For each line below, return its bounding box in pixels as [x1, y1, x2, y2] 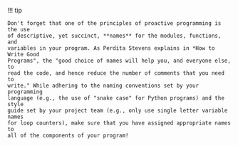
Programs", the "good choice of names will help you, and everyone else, [7, 57, 232, 64]
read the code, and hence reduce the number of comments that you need [7, 70, 224, 77]
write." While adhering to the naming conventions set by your [7, 82, 200, 89]
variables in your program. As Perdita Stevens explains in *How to [7, 45, 215, 52]
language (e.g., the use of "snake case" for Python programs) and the [7, 95, 224, 102]
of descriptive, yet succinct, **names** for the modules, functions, [7, 32, 222, 39]
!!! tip [7, 6, 23, 14]
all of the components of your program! [7, 132, 130, 139]
